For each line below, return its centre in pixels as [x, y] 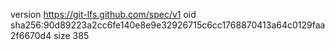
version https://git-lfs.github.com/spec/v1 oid [103, 14]
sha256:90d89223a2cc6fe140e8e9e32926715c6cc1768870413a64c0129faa [168, 25]
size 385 [71, 35]
